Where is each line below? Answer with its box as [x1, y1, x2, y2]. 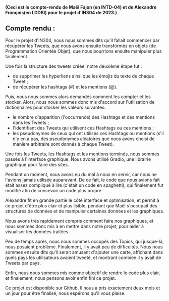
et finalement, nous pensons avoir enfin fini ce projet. [5, 275, 116, 281]
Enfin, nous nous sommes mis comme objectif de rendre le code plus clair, [5, 270, 160, 276]
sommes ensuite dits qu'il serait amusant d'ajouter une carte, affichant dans [5, 249, 163, 255]
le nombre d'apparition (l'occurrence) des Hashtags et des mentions [12, 114, 155, 120]
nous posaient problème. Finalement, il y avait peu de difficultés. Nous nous [5, 244, 163, 250]
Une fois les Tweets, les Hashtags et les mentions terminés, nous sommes [5, 151, 160, 157]
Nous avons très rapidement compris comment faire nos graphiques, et [5, 218, 154, 224]
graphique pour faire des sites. [5, 162, 69, 168]
